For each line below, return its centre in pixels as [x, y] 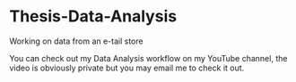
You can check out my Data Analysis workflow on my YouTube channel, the [148, 58]
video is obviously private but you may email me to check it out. [127, 68]
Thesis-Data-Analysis [93, 16]
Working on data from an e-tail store [76, 41]
